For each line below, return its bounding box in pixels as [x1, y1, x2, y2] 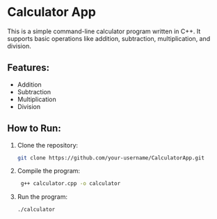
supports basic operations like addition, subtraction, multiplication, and [7, 34, 211, 42]
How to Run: [7, 123, 61, 134]
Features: [7, 62, 50, 73]
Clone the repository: [17, 141, 79, 149]
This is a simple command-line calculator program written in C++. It [7, 27, 201, 35]
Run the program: [17, 193, 68, 201]
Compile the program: [17, 167, 81, 175]
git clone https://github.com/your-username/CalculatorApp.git [17, 154, 205, 161]
